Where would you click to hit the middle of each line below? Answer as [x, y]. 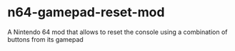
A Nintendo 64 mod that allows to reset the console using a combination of [117, 32]
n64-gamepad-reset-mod [86, 12]
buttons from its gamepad [45, 39]
